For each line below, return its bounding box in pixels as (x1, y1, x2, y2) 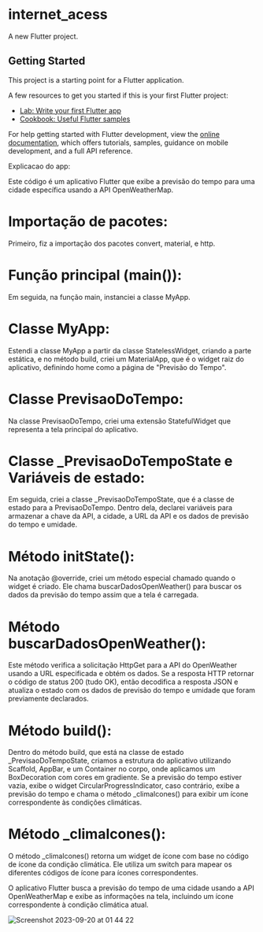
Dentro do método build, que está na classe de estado (8, 748, 184, 757)
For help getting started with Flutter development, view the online (8, 129, 220, 139)
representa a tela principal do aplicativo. (8, 424, 139, 434)
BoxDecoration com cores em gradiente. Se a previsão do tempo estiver (8, 773, 243, 782)
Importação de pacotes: (8, 213, 169, 230)
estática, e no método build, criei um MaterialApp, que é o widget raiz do (8, 354, 244, 364)
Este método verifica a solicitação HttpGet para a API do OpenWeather (8, 660, 238, 670)
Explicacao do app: (8, 161, 71, 171)
